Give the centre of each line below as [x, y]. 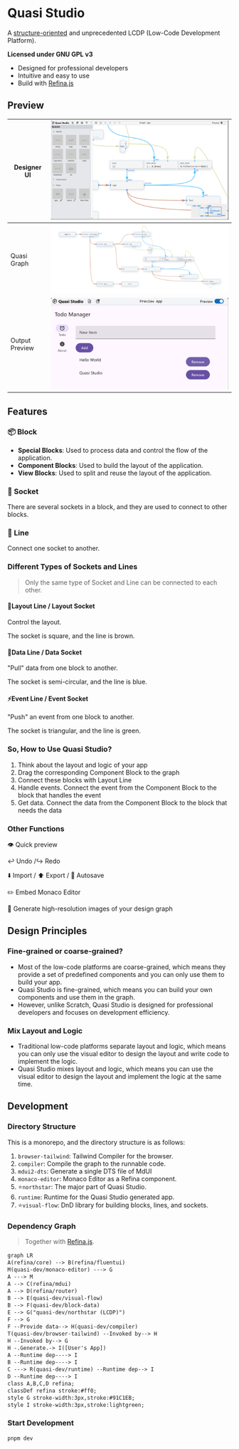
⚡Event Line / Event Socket [48, 699]
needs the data [40, 810]
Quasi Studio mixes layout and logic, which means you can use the [115, 1069]
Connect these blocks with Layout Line [75, 780]
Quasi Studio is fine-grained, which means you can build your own [115, 989]
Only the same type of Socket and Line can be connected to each [121, 582]
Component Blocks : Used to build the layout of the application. [111, 465]
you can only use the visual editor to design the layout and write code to [123, 1053]
